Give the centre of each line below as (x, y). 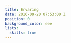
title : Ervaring (22, 10)
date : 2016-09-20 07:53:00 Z (35, 14)
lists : (12, 28)
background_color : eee (29, 23)
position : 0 (17, 19)
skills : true (23, 33)
